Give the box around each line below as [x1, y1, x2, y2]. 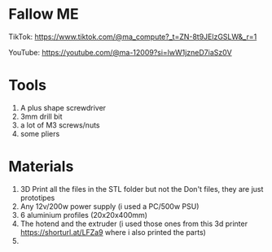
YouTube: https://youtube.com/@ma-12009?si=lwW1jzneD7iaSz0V [8, 47, 232, 57]
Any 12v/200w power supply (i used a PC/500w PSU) [20, 201, 200, 211]
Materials [8, 158, 74, 176]
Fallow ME [8, 5, 79, 24]
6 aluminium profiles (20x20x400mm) [20, 210, 148, 219]
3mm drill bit [20, 111, 63, 121]
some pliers [20, 128, 60, 138]
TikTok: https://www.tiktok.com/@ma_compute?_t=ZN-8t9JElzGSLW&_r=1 [8, 32, 257, 41]
